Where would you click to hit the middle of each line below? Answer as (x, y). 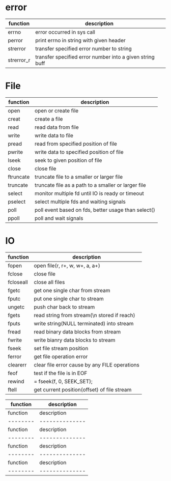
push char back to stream (64, 307)
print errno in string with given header (80, 40)
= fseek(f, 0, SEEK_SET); (63, 381)
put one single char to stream (69, 298)
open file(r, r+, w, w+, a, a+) (67, 265)
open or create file (57, 110)
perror (15, 40)
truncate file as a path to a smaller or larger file (90, 185)
